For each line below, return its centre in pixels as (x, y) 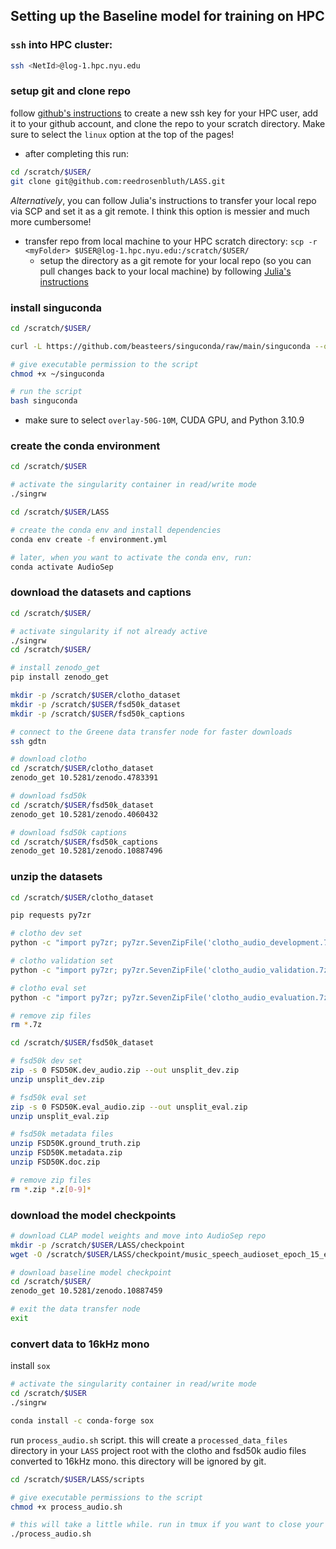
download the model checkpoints (93, 1215)
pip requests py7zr (51, 915)
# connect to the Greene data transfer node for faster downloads (151, 732)
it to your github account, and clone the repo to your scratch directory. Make (168, 123)
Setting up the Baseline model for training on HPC (167, 16)
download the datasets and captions (101, 592)
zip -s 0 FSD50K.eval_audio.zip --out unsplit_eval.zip (129, 1107)
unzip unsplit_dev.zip (57, 1079)
